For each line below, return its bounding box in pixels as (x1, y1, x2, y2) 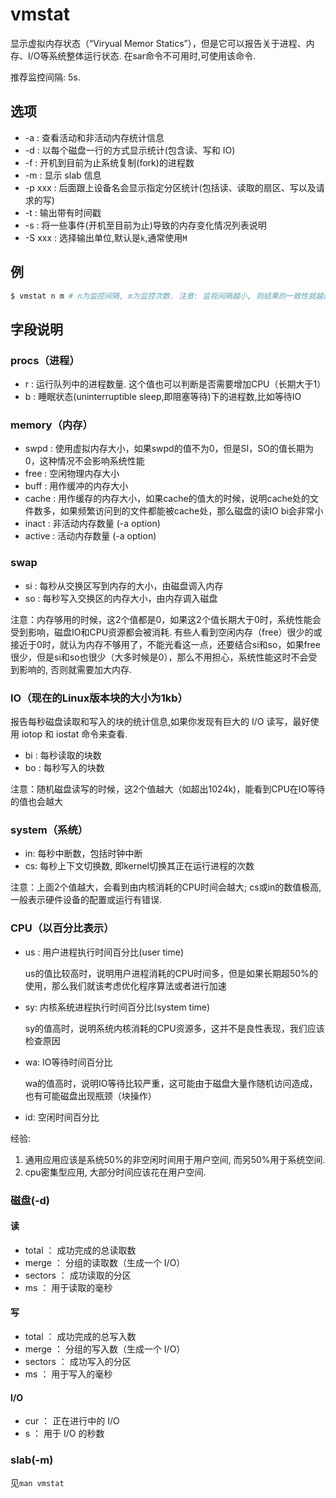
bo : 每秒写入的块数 (24, 762, 105, 774)
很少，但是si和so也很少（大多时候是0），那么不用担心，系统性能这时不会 (10, 651, 309, 663)
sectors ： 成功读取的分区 (24, 1269, 132, 1281)
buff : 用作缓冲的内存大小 (24, 480, 129, 492)
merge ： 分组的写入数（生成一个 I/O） (24, 1343, 186, 1355)
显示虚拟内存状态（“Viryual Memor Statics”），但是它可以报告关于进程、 (10, 37, 307, 49)
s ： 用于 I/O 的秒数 (24, 1428, 105, 1440)
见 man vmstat (10, 1477, 65, 1489)
